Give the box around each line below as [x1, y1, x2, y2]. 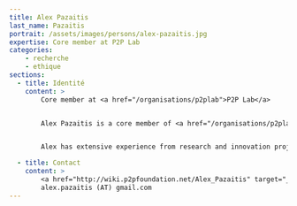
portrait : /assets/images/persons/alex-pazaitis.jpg [9, 29, 208, 38]
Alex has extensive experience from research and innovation [41, 142, 271, 151]
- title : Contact [17, 158, 81, 168]
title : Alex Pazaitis [9, 12, 89, 22]
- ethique [25, 63, 62, 72]
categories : [9, 46, 53, 55]
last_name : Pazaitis [9, 21, 86, 30]
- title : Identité [17, 79, 86, 88]
